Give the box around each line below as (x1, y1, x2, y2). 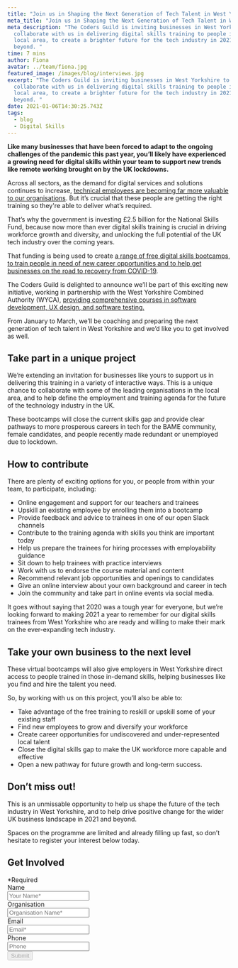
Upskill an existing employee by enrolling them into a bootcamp (17, 506, 203, 515)
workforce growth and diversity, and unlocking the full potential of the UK (7, 230, 222, 239)
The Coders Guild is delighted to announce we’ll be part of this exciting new (7, 280, 229, 288)
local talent (17, 737, 50, 746)
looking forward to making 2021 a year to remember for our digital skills (7, 610, 216, 619)
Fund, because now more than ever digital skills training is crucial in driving (7, 222, 227, 231)
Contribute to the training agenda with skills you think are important (17, 528, 215, 537)
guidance (17, 551, 45, 560)
